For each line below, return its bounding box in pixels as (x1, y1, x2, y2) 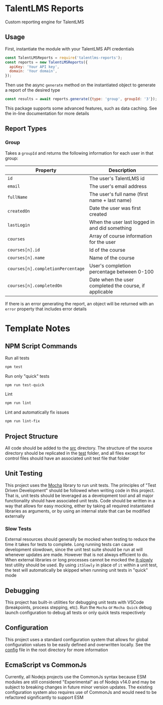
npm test (5, 364, 23, 369)
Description (108, 167, 137, 174)
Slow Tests (5, 525, 32, 532)
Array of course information (89, 232, 152, 239)
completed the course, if (89, 282, 145, 289)
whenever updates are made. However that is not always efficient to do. (5, 552, 149, 558)
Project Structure (5, 432, 58, 440)
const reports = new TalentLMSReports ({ (5, 60, 88, 64)
